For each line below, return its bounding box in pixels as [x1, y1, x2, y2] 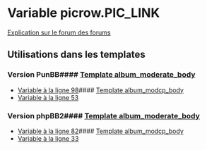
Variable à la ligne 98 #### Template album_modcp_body [17, 86, 184, 94]
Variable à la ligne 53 [17, 93, 79, 101]
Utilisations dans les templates [7, 49, 146, 61]
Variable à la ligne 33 [17, 134, 79, 142]
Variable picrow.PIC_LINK [7, 5, 160, 21]
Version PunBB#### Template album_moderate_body [7, 70, 196, 80]
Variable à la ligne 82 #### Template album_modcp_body [17, 127, 184, 135]
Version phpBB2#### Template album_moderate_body [7, 111, 200, 120]
